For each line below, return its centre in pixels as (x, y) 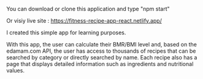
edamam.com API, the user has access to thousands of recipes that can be (101, 51)
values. (15, 70)
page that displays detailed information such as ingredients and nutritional (100, 64)
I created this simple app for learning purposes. (66, 32)
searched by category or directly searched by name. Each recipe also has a (102, 57)
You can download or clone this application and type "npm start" (88, 9)
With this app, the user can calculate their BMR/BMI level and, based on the (102, 44)
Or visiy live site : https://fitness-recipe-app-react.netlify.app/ (84, 21)
